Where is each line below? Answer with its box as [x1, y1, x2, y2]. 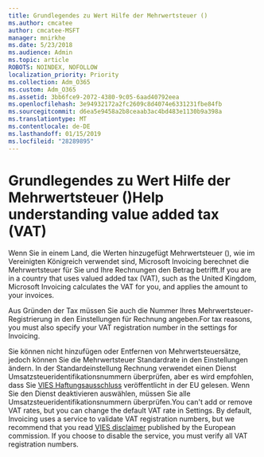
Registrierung [8, 315, 53, 324]
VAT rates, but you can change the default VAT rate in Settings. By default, [8, 406, 252, 416]
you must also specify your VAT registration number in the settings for [8, 323, 238, 332]
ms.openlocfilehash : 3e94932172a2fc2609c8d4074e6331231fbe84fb [8, 100, 223, 108]
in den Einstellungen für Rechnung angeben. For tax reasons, [54, 315, 253, 324]
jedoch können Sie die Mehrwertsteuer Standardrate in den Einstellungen [8, 355, 248, 365]
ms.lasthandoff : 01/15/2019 [8, 130, 102, 137]
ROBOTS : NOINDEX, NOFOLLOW [8, 64, 98, 72]
